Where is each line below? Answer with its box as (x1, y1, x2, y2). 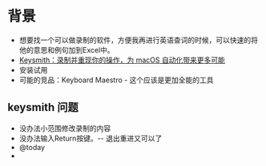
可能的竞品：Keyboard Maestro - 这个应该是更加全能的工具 (18, 75, 214, 85)
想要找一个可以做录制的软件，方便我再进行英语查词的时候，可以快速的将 (18, 35, 258, 45)
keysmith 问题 (7, 101, 79, 114)
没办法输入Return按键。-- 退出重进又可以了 (18, 133, 163, 143)
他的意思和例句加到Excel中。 (18, 45, 115, 54)
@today (18, 142, 46, 152)
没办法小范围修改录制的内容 (18, 123, 111, 132)
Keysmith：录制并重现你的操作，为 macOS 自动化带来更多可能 (18, 55, 225, 65)
